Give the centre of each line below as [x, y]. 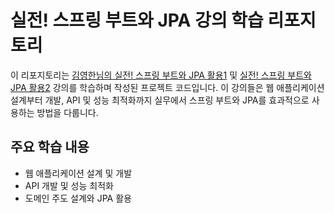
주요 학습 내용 [50, 147]
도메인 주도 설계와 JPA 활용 [78, 198]
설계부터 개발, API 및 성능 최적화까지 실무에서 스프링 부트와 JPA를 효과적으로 [160, 100]
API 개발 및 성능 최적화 [69, 185]
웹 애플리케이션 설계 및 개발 [78, 173]
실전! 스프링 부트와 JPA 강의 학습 [137, 20]
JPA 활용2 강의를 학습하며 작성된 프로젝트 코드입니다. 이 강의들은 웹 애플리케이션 [167, 87]
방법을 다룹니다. [67, 112]
